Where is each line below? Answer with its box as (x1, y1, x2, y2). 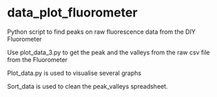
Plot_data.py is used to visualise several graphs (7, 69, 142, 77)
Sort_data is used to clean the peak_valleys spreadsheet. (7, 82, 168, 90)
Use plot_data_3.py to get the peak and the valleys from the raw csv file (7, 48, 210, 56)
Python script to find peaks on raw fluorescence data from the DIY (7, 28, 196, 36)
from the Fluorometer (7, 55, 68, 63)
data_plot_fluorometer (7, 5, 138, 21)
